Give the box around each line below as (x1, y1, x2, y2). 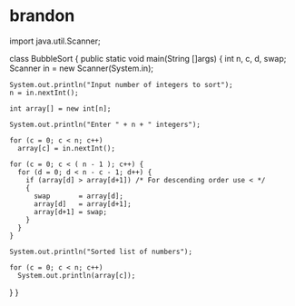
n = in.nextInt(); (9, 88, 79, 97)
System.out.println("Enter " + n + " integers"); (9, 120, 202, 129)
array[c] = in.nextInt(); (17, 143, 116, 153)
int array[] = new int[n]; (9, 104, 112, 114)
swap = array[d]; (33, 192, 124, 201)
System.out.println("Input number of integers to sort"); (9, 80, 233, 89)
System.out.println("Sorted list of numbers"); (9, 247, 193, 256)
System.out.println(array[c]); (17, 271, 136, 280)
